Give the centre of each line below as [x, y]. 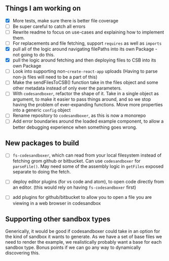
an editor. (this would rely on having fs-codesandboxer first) [74, 187]
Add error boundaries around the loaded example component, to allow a [88, 121]
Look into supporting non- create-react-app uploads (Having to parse [85, 71]
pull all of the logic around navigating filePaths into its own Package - [85, 49]
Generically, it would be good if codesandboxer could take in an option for [83, 231]
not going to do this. [33, 55]
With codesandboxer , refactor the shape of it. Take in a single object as [86, 94]
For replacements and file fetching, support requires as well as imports [87, 43]
